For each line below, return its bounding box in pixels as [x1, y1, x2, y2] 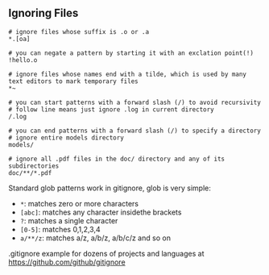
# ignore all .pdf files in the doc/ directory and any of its [8, 155, 226, 163]
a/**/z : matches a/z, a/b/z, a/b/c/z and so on [19, 233, 172, 243]
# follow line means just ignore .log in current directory [8, 105, 215, 114]
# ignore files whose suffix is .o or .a [8, 27, 150, 35]
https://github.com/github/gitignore [8, 257, 126, 267]
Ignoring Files [8, 6, 79, 20]
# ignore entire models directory [8, 133, 125, 142]
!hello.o [8, 56, 38, 64]
